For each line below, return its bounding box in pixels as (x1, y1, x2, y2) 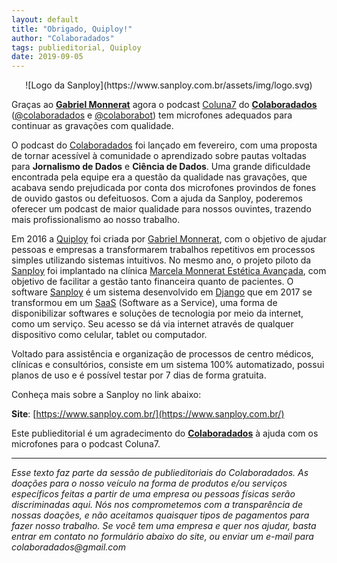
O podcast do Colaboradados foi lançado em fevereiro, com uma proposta (11, 139, 318, 151)
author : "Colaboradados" (11, 33, 115, 43)
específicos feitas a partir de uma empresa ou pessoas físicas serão (11, 488, 296, 500)
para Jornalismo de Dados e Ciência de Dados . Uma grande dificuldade (11, 161, 311, 173)
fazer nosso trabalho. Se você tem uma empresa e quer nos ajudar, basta (11, 520, 317, 532)
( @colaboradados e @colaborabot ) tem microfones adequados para (11, 109, 293, 121)
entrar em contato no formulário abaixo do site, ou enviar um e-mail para (11, 531, 314, 543)
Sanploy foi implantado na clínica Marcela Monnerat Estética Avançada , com (11, 265, 327, 277)
